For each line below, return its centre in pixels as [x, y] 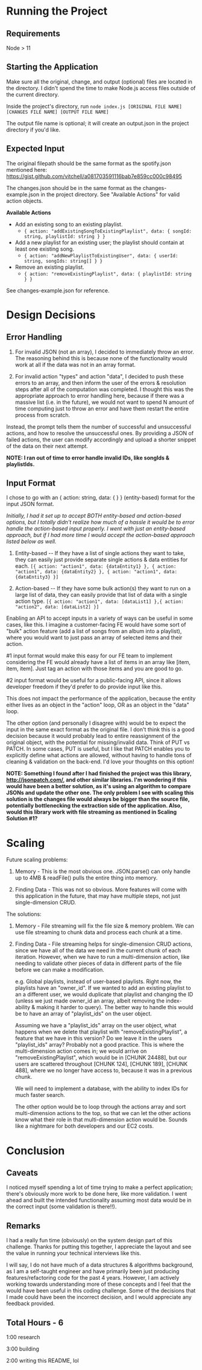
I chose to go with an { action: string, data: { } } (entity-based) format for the [101, 498]
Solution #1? [22, 818]
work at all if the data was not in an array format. [75, 364]
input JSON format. [30, 504]
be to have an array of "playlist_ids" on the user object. [83, 1014]
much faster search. [40, 1095]
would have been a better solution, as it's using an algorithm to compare [99, 786]
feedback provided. [31, 1303]
